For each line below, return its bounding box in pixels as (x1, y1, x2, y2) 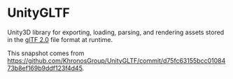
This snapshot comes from (7, 49, 85, 57)
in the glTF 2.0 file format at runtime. (7, 35, 113, 43)
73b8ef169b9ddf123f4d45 (7, 64, 83, 72)
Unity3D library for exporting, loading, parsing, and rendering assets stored (7, 28, 225, 36)
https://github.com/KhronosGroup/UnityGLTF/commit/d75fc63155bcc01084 (7, 56, 226, 64)
